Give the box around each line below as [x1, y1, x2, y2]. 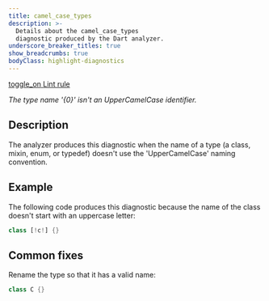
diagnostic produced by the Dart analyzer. [15, 34, 164, 43]
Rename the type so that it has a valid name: [8, 270, 156, 280]
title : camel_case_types [8, 11, 92, 20]
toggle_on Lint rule [8, 78, 70, 89]
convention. [8, 157, 48, 167]
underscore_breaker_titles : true [8, 42, 121, 50]
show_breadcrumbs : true [8, 49, 89, 57]
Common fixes [8, 248, 83, 262]
